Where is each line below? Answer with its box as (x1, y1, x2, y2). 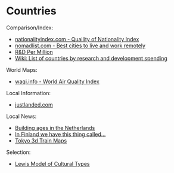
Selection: (6, 148, 31, 156)
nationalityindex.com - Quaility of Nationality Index (14, 35, 139, 43)
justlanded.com (14, 101, 53, 108)
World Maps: (6, 66, 38, 73)
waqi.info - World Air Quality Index (14, 78, 100, 85)
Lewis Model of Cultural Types (14, 160, 90, 167)
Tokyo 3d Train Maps (14, 136, 67, 144)
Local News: (6, 113, 37, 120)
